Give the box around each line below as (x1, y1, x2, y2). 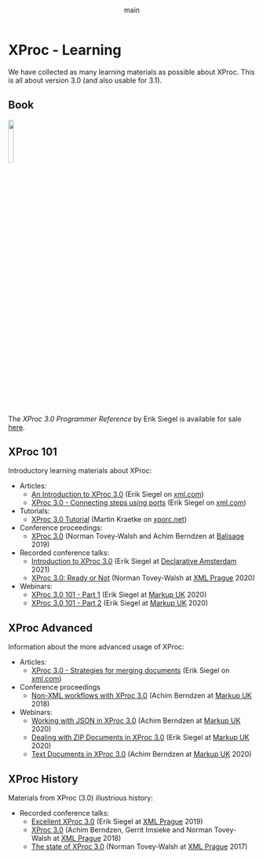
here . (8, 422, 25, 431)
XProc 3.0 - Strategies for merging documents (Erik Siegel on (31, 666, 230, 676)
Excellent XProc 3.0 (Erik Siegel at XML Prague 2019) (31, 816, 203, 826)
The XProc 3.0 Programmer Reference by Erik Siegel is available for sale (8, 414, 242, 424)
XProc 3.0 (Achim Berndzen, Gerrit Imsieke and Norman (31, 825, 213, 835)
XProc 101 (8, 445, 57, 458)
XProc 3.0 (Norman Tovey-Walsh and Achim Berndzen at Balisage (31, 531, 245, 541)
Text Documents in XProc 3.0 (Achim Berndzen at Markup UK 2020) (31, 750, 252, 759)
